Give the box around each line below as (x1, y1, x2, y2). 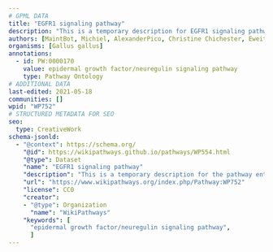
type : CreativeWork (15, 125, 82, 133)
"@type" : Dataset (23, 155, 82, 163)
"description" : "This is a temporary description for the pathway (23, 171, 253, 179)
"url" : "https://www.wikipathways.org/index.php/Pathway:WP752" (23, 178, 245, 187)
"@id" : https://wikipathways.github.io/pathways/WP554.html (23, 148, 231, 156)
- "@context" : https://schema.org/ (15, 140, 136, 149)
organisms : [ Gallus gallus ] (8, 42, 104, 50)
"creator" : (23, 193, 60, 202)
